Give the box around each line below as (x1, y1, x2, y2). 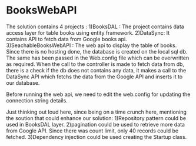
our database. (6, 79, 40, 86)
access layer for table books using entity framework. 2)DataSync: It (6, 29, 170, 36)
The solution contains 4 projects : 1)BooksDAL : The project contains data (6, 23, 184, 30)
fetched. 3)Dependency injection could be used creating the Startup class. (6, 133, 187, 140)
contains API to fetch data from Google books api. (6, 35, 128, 42)
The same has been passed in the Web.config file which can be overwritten (6, 54, 190, 61)
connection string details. (6, 97, 68, 104)
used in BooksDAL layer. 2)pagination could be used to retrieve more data (6, 121, 185, 128)
